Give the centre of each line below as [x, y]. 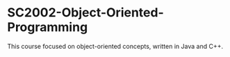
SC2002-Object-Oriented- [86, 13]
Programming [48, 27]
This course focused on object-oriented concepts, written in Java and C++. [115, 46]
